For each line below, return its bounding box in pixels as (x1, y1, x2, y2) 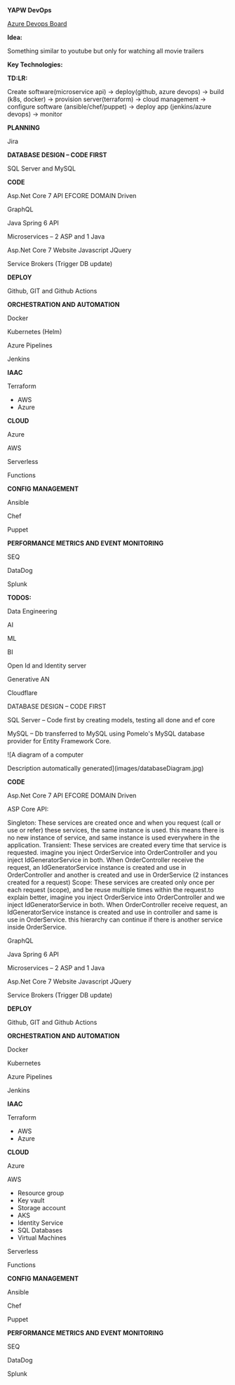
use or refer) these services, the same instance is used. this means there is (7, 826, 224, 834)
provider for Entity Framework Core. (7, 737, 112, 745)
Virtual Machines (17, 1233, 67, 1242)
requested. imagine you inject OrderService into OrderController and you (7, 849, 217, 856)
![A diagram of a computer (7, 750, 84, 759)
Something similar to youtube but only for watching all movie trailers (7, 47, 204, 55)
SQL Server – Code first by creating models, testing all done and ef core (7, 716, 215, 724)
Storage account (17, 1204, 66, 1212)
